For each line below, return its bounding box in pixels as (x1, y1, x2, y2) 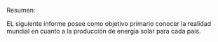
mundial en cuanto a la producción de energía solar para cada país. (6, 27, 201, 35)
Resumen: (6, 6, 36, 14)
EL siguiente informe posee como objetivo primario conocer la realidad (6, 20, 212, 27)
